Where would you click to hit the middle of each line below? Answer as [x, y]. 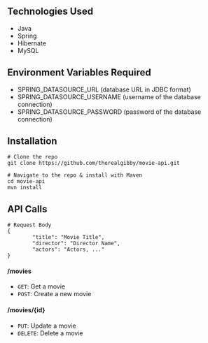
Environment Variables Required [79, 73]
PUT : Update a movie [47, 326]
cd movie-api [26, 182]
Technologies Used [50, 12]
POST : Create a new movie [54, 294]
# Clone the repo [33, 157]
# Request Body [29, 225]
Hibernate [32, 43]
